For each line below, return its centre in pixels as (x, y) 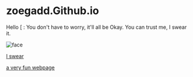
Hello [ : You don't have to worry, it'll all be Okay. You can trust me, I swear (96, 27)
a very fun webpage (30, 67)
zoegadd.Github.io (53, 11)
